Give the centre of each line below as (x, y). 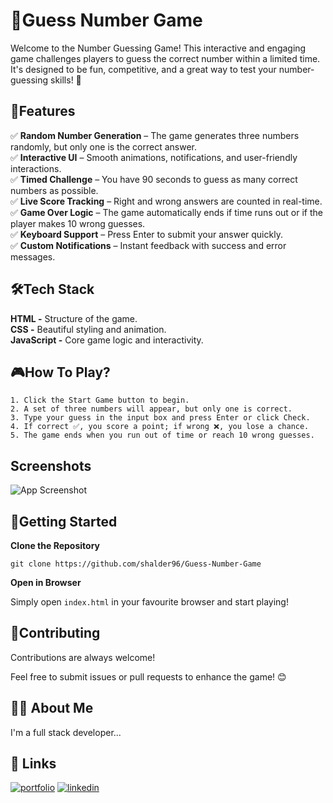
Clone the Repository (55, 545)
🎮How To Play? (60, 372)
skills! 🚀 (65, 80)
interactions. (36, 168)
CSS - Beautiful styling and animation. (88, 329)
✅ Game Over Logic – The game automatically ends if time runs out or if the (167, 212)
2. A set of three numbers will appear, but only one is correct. (151, 409)
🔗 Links (33, 764)
